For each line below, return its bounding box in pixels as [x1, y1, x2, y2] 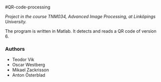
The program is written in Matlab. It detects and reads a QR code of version [5, 28, 157, 34]
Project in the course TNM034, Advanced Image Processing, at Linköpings [5, 14, 156, 19]
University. [5, 19, 27, 24]
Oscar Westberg [12, 62, 45, 68]
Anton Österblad [12, 72, 45, 78]
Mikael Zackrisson [12, 67, 49, 73]
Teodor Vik [12, 57, 35, 62]
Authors [5, 45, 25, 52]
